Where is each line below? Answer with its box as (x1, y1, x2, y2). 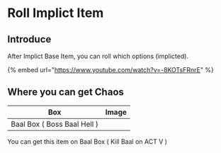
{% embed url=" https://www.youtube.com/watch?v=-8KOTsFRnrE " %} (7, 66, 214, 74)
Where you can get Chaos (7, 86, 124, 98)
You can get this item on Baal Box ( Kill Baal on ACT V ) (7, 137, 168, 146)
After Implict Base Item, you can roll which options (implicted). (7, 52, 189, 60)
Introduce (7, 33, 52, 45)
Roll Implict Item (7, 5, 104, 21)
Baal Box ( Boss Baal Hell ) (11, 119, 99, 129)
